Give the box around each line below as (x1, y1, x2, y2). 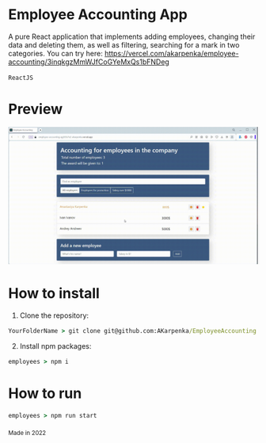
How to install (8, 285, 101, 303)
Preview (8, 101, 63, 118)
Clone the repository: (19, 311, 89, 320)
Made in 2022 (8, 430, 46, 437)
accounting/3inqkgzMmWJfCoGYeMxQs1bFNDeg (8, 57, 170, 67)
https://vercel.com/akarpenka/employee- (104, 48, 239, 58)
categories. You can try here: (8, 48, 103, 58)
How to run (8, 384, 82, 402)
